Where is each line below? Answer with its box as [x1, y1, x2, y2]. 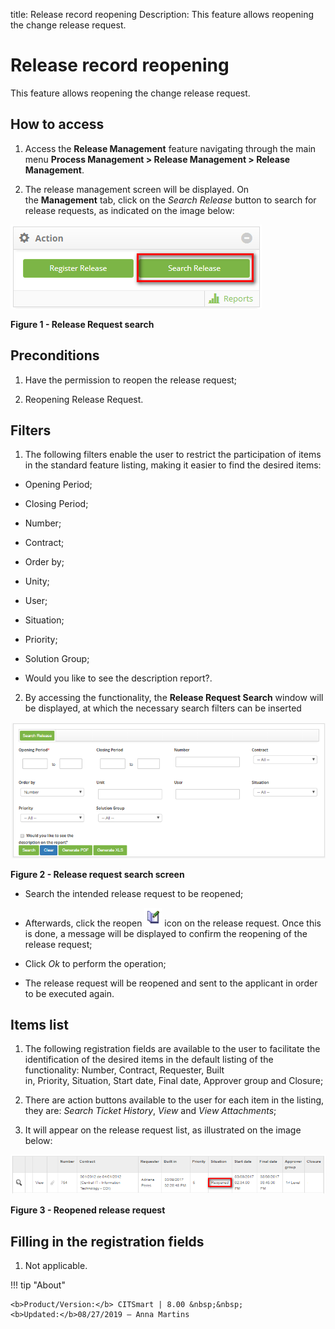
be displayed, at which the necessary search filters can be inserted [24, 702, 302, 714]
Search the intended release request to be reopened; [24, 887, 244, 899]
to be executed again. [24, 987, 115, 999]
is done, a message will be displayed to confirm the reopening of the [24, 927, 308, 939]
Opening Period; [24, 479, 93, 491]
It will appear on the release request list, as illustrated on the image [24, 1124, 302, 1136]
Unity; [24, 575, 50, 588]
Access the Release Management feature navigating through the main [24, 142, 317, 154]
